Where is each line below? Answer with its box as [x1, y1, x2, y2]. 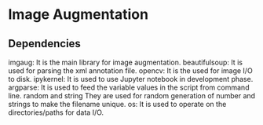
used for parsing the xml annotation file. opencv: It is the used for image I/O [8, 66, 253, 75]
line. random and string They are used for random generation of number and [8, 91, 256, 100]
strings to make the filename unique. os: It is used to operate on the [8, 100, 227, 108]
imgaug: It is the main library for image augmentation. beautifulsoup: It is [8, 57, 243, 67]
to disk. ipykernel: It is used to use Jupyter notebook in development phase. [8, 75, 254, 83]
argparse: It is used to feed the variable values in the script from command [8, 83, 250, 92]
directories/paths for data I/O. [8, 108, 104, 117]
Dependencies [8, 37, 81, 50]
